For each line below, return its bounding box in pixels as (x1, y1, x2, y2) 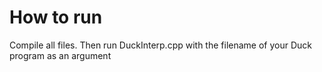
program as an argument (9, 49, 112, 61)
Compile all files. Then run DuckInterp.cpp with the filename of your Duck (9, 39, 312, 51)
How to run (9, 6, 103, 29)
